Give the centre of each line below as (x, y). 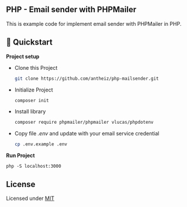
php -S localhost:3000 (34, 167)
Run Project (20, 155)
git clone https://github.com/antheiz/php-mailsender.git (86, 79)
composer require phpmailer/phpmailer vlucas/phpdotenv (84, 123)
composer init (32, 100)
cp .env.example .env (41, 144)
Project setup (23, 56)
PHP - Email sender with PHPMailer (71, 10)
